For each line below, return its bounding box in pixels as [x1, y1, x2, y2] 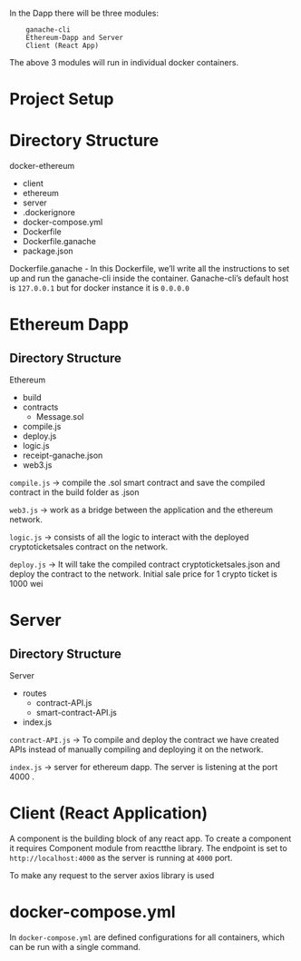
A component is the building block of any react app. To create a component [9, 833, 292, 844]
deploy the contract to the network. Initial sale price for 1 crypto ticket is [9, 569, 278, 580]
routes [22, 688, 47, 698]
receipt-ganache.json [22, 450, 103, 461]
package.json [22, 245, 74, 257]
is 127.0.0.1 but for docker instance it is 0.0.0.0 [9, 282, 190, 293]
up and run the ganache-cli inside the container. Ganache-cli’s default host [9, 272, 289, 284]
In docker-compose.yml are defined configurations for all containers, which [9, 932, 286, 943]
